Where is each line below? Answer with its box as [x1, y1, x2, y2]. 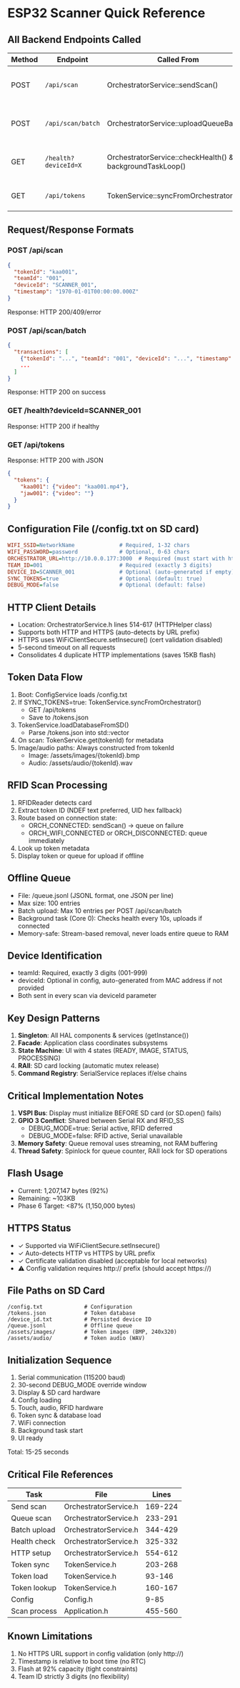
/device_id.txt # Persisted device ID [7, 1316, 152, 1323]
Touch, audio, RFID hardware [17, 1404, 104, 1412]
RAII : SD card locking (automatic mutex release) [17, 1062, 159, 1070]
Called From [156, 55, 199, 64]
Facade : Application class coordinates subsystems [17, 1039, 168, 1047]
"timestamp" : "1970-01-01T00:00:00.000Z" [14, 288, 139, 296]
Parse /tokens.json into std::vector [28, 728, 130, 736]
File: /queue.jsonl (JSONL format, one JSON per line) [17, 891, 174, 899]
